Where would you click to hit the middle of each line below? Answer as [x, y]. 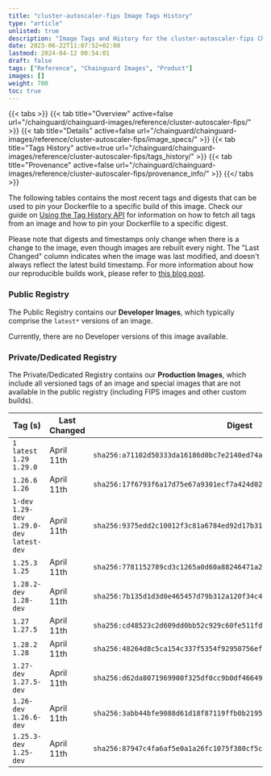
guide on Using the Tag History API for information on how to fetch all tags [132, 215]
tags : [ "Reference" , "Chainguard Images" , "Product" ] [101, 69]
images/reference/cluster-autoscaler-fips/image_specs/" [103, 140]
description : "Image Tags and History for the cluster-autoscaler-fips [131, 38]
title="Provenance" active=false [61, 165]
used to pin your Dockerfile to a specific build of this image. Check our [126, 207]
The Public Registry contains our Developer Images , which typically [122, 312]
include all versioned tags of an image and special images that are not [125, 383]
